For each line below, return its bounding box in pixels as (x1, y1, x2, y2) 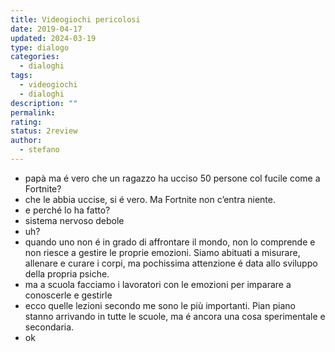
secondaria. (24, 321, 75, 333)
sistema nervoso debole (24, 214, 125, 226)
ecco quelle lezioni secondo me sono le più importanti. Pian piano (24, 299, 296, 311)
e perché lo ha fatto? (24, 204, 111, 216)
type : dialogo (10, 42, 70, 53)
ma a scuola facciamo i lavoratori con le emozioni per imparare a (24, 278, 292, 290)
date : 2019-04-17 (10, 24, 83, 34)
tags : (10, 71, 33, 81)
